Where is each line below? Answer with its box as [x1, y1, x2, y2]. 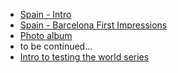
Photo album [19, 30, 73, 41]
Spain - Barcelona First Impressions [19, 19, 168, 31]
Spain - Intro [19, 9, 72, 20]
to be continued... [19, 40, 93, 52]
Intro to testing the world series [19, 51, 150, 63]
